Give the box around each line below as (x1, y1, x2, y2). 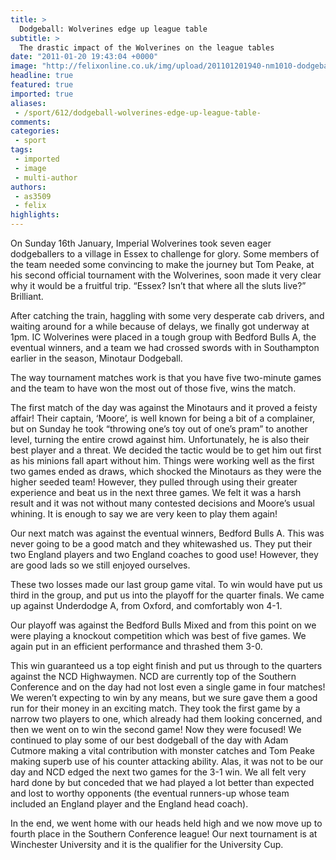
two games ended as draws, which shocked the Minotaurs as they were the (10, 466, 322, 477)
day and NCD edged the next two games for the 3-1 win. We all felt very (10, 766, 307, 778)
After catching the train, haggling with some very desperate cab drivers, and (10, 310, 325, 321)
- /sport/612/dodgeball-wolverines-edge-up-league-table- (14, 107, 262, 118)
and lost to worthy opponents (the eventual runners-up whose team (10, 787, 290, 799)
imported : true (10, 89, 74, 99)
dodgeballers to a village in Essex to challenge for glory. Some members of (10, 248, 320, 260)
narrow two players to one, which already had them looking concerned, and (10, 713, 323, 725)
